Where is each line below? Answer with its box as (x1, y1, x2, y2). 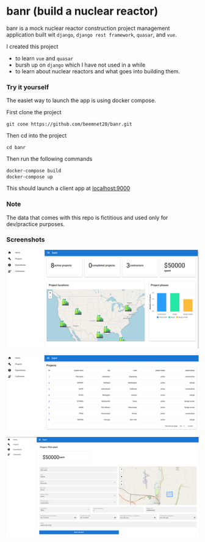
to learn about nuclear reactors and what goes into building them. (15, 67, 180, 75)
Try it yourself (6, 82, 49, 91)
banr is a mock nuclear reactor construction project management (6, 24, 170, 32)
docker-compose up (6, 174, 53, 180)
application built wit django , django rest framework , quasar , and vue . (6, 31, 177, 38)
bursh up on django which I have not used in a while (15, 61, 146, 68)
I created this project (6, 43, 59, 50)
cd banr (6, 145, 26, 151)
